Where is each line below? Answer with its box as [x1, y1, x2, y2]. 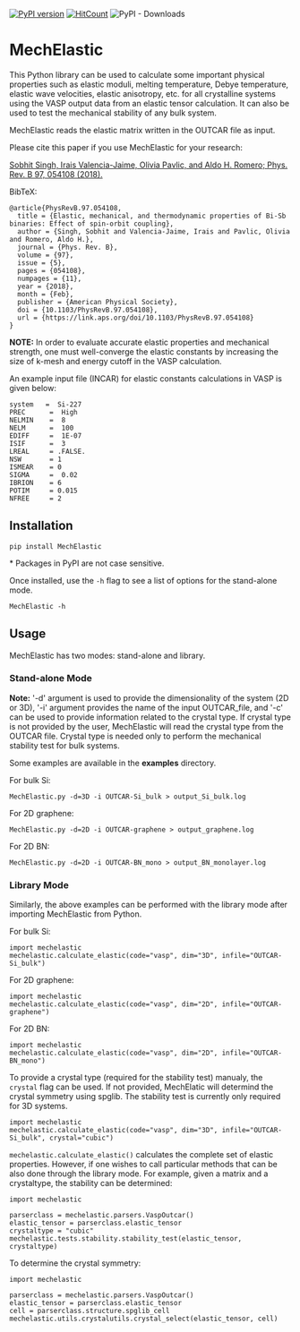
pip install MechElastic [9, 542, 102, 551]
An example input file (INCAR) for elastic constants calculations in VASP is [9, 372, 282, 384]
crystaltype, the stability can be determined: [9, 1178, 173, 1189]
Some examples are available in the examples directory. [9, 757, 217, 768]
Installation [9, 518, 73, 534]
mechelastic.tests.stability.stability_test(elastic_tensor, [9, 1234, 243, 1243]
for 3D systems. [9, 1101, 69, 1112]
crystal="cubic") [48, 1133, 115, 1143]
